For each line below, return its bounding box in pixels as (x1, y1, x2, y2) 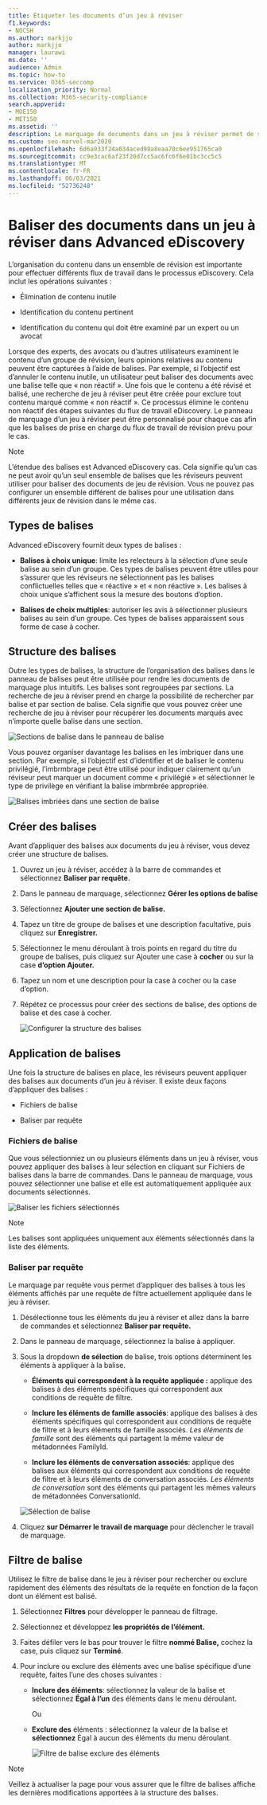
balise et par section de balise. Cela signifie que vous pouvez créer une (8, 700, 242, 709)
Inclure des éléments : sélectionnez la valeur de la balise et (31, 1686, 226, 1695)
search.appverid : (8, 100, 66, 108)
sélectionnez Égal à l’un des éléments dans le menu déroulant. (31, 1694, 237, 1704)
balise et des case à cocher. (19, 1008, 112, 1018)
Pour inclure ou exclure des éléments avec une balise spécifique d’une (19, 1662, 252, 1671)
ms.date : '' (8, 57, 48, 64)
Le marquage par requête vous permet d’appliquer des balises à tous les (8, 1280, 246, 1290)
